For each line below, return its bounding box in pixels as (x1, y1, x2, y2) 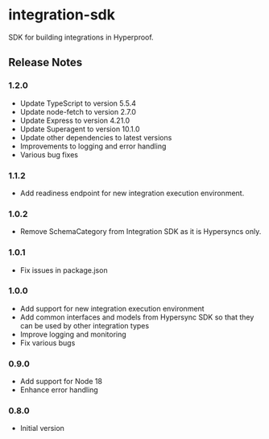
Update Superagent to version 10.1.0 (19, 123, 140, 134)
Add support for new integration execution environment (19, 303, 205, 313)
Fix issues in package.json (19, 265, 108, 275)
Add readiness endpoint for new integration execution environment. (19, 188, 245, 198)
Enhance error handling (19, 385, 98, 395)
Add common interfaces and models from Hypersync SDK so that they (19, 312, 255, 322)
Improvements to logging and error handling (19, 141, 167, 151)
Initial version (19, 424, 64, 433)
